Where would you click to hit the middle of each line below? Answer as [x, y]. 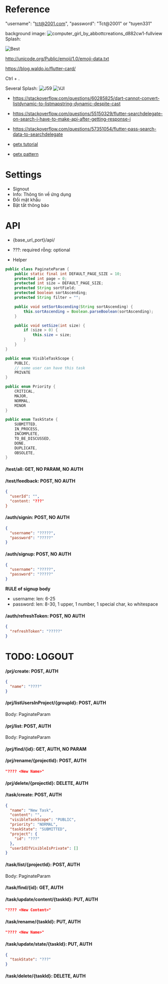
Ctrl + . [12, 78]
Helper [20, 259]
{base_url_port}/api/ [34, 240]
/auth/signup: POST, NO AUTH [38, 554]
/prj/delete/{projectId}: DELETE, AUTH [47, 783]
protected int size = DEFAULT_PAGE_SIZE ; [59, 283]
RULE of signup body [28, 589]
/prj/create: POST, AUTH [32, 671]
